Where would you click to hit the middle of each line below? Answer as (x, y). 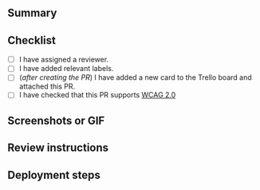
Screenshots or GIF (56, 120)
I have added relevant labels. (66, 69)
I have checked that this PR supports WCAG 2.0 (97, 95)
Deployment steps (54, 175)
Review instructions (58, 148)
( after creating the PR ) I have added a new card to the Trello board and (135, 77)
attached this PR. (47, 86)
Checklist (32, 40)
